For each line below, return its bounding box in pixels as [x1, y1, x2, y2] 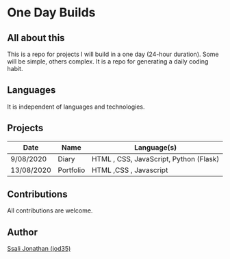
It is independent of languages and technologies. [7, 103, 145, 111]
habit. [7, 65, 23, 72]
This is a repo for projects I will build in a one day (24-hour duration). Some [7, 50, 219, 58]
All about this [7, 32, 65, 44]
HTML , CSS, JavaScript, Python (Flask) [91, 154, 220, 163]
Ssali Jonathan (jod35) [7, 245, 71, 253]
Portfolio [57, 165, 86, 175]
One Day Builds [7, 5, 96, 21]
